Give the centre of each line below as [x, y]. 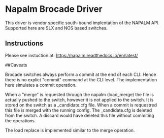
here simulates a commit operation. [41, 85]
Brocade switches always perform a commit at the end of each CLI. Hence [81, 74]
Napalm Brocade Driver [54, 9]
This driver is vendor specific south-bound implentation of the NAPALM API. [82, 23]
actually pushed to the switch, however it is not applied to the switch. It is [79, 100]
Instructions [24, 44]
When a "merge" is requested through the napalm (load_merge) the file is [80, 94]
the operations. [20, 121]
